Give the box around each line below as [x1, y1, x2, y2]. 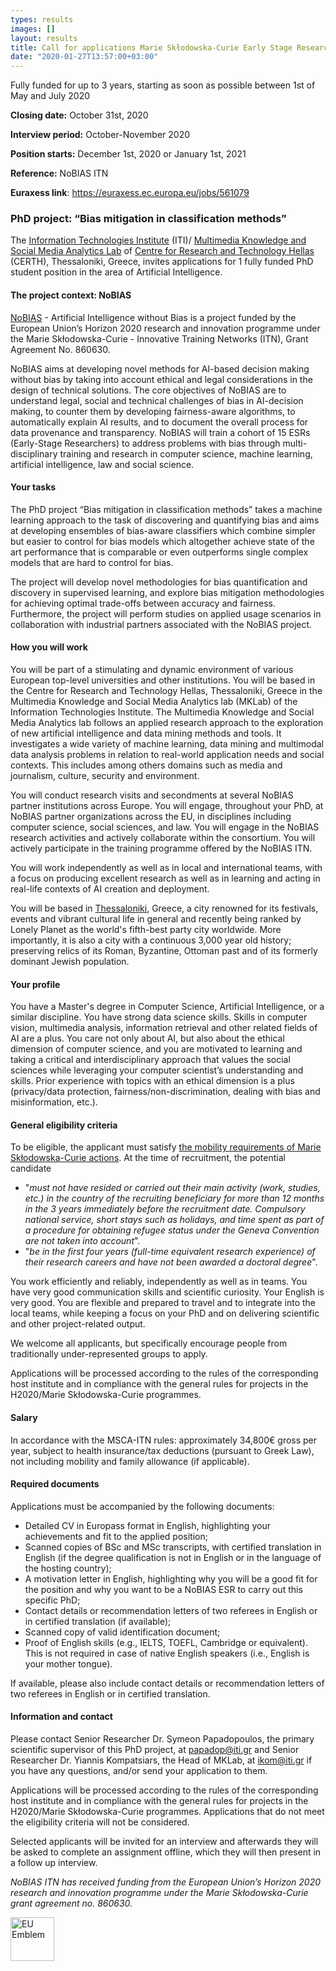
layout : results [10, 33, 78, 43]
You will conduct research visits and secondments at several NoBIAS [10, 789, 294, 801]
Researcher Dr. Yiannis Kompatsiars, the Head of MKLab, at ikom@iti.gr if [10, 1754, 313, 1766]
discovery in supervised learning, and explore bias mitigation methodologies [10, 586, 325, 598]
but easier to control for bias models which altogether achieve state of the [10, 535, 315, 547]
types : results [10, 14, 74, 25]
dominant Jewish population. [10, 956, 130, 968]
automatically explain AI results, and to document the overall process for [10, 416, 309, 428]
